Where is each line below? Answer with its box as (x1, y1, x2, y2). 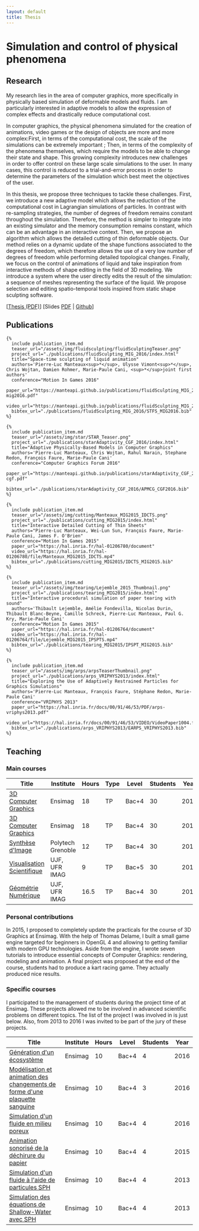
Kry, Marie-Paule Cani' (6, 616, 65, 622)
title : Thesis (6, 14, 41, 20)
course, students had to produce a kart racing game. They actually (6, 964, 169, 971)
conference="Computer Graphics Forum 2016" (11, 461, 120, 467)
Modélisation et (9, 1065, 52, 1073)
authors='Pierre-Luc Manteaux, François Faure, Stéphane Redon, (11, 689, 174, 695)
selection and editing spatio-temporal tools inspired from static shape (6, 285, 176, 292)
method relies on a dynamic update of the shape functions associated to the (6, 241, 192, 248)
